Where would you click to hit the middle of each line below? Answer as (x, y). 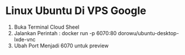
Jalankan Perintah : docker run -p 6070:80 (65, 33)
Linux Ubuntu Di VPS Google (76, 11)
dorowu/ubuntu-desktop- (148, 33)
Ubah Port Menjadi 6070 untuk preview (61, 46)
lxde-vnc (25, 39)
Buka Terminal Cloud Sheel (47, 27)
